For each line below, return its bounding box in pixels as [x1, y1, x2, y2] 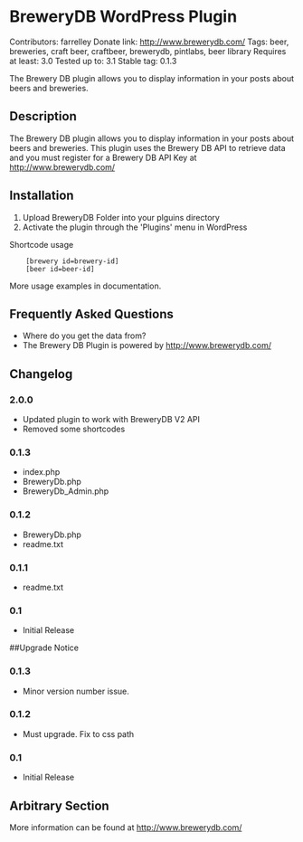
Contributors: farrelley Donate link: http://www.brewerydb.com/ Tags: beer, [9, 36, 289, 47]
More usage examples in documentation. [9, 280, 162, 291]
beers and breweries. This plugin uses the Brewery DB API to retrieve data [9, 142, 287, 153]
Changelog [9, 366, 73, 382]
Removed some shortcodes [22, 423, 126, 435]
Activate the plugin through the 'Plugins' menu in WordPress [22, 222, 248, 232]
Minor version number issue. [22, 686, 129, 696]
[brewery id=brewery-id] [25, 256, 119, 266]
